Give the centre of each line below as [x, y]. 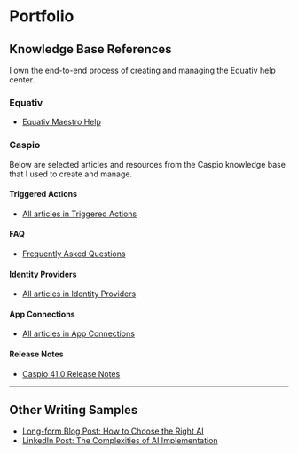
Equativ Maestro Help [62, 122]
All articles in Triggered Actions [79, 214]
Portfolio [42, 16]
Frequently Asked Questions [74, 254]
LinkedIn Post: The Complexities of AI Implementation [120, 441]
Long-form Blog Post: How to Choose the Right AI [113, 431]
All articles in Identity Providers [79, 294]
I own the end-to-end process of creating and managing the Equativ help [143, 70]
